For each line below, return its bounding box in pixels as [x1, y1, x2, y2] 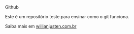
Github [5, 4, 19, 10]
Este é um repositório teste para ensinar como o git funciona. [5, 14, 130, 19]
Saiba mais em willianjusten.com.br [5, 23, 77, 29]
